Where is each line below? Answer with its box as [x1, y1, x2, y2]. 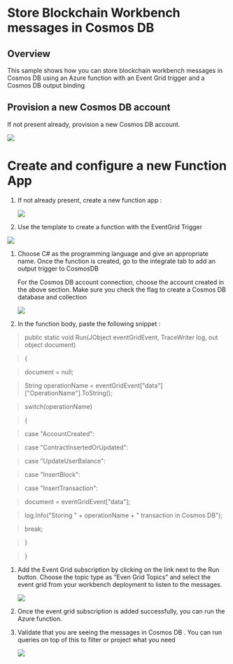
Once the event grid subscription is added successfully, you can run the [17, 607, 225, 615]
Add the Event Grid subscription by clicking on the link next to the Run [17, 565, 220, 574]
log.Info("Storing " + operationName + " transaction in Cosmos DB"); [24, 510, 223, 520]
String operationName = [24, 381, 94, 390]
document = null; [24, 367, 74, 376]
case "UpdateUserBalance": [24, 456, 106, 465]
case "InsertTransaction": [24, 484, 99, 492]
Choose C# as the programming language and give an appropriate [17, 249, 209, 257]
